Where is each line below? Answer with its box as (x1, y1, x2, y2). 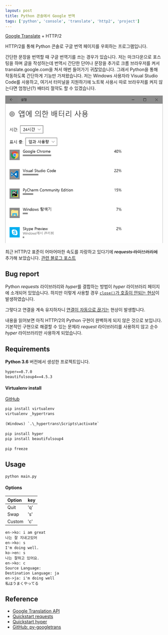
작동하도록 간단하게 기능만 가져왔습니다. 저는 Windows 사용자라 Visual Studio (5, 73, 158, 79)
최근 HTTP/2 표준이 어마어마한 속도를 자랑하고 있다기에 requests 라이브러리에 (5, 249, 158, 255)
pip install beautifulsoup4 (5, 437, 64, 442)
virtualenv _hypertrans (5, 411, 55, 416)
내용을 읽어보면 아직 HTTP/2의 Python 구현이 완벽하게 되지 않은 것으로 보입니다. (5, 317, 162, 323)
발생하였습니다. (5, 296, 35, 302)
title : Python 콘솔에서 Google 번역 (5, 13, 75, 19)
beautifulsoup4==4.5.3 (5, 374, 52, 379)
